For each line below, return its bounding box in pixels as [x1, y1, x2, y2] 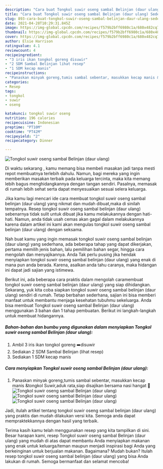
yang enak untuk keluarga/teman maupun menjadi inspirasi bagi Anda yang [5, 443, 156, 449]
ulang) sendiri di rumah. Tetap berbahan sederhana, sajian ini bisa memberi [5, 292, 156, 298]
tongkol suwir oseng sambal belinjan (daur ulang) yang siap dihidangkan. [5, 282, 151, 288]
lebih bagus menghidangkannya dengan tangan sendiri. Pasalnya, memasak [5, 181, 157, 187]
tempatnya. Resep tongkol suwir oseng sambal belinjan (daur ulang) [5, 206, 141, 212]
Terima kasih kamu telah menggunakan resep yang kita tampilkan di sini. [5, 428, 150, 433]
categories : [5, 79, 29, 84]
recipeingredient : [5, 52, 42, 58]
